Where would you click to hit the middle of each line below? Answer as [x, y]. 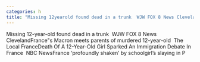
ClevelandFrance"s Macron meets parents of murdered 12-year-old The [95, 40]
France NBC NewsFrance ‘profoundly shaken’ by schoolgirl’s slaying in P [96, 53]
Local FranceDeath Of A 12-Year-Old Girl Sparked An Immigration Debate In [99, 46]
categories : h [24, 12]
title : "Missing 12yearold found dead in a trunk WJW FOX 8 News [90, 17]
